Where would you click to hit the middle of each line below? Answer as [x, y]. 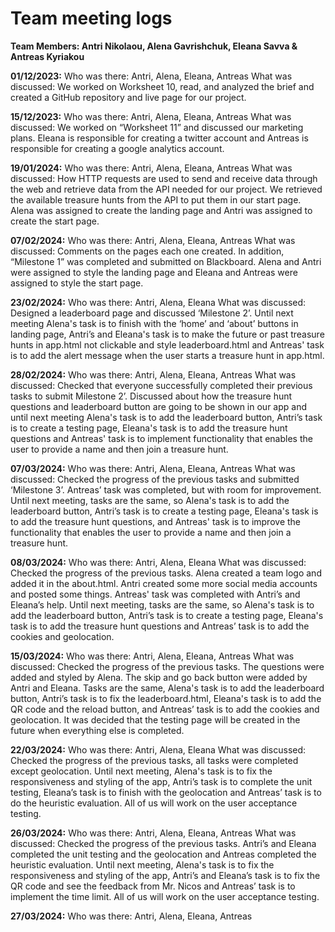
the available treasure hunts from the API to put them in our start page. [156, 199]
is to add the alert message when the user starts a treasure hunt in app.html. [167, 355]
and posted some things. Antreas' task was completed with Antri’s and [155, 594]
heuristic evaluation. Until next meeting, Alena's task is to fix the [142, 864]
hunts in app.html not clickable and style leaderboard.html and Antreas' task [167, 344]
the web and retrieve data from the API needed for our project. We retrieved [166, 189]
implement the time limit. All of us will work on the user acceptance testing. [165, 896]
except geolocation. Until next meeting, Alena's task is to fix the [141, 771]
